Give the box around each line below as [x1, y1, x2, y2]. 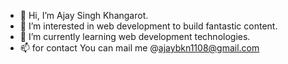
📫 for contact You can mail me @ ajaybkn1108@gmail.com [19, 42, 260, 54]
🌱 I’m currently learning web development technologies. [19, 31, 251, 42]
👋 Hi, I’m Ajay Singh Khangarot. [19, 10, 149, 21]
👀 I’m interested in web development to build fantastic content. [19, 20, 278, 32]
